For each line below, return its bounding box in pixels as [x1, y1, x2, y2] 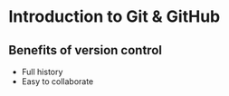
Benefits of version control [8, 43, 162, 58]
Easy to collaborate [21, 76, 94, 87]
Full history [21, 66, 63, 77]
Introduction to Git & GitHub [8, 6, 221, 27]
